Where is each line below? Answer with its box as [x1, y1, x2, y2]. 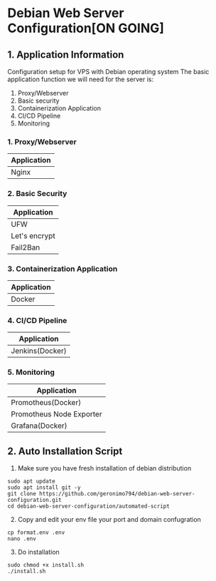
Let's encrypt [11, 230, 55, 240]
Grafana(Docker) [11, 421, 67, 431]
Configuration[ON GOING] [7, 20, 165, 36]
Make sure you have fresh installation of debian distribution [17, 464, 192, 473]
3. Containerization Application [7, 264, 118, 274]
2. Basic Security [7, 189, 67, 199]
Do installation [17, 547, 60, 557]
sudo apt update [7, 478, 55, 485]
